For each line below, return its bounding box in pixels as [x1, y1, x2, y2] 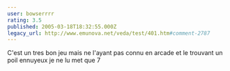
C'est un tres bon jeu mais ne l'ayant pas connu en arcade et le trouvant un [7, 49, 223, 57]
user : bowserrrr [7, 10, 54, 17]
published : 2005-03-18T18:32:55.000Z [7, 23, 117, 30]
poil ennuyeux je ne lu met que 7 [7, 56, 101, 65]
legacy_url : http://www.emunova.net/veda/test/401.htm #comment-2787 [7, 29, 210, 37]
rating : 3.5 [7, 17, 42, 24]
